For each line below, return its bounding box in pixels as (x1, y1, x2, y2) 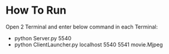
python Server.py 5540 (14, 34, 72, 42)
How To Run (5, 4, 67, 17)
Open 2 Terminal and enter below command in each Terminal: (5, 23, 158, 30)
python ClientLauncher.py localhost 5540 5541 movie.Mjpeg (14, 41, 163, 48)
